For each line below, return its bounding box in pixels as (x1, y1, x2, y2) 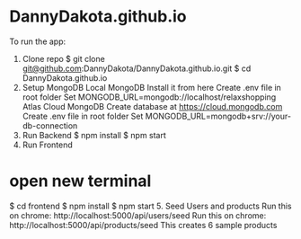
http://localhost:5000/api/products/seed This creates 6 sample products (9, 219, 278, 230)
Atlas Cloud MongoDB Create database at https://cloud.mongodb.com (22, 101, 283, 111)
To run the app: (9, 36, 66, 47)
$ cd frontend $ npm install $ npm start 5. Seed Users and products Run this (9, 200, 292, 211)
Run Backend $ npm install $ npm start (22, 129, 166, 140)
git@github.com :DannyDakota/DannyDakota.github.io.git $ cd (22, 63, 252, 74)
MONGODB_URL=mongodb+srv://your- (145, 111, 292, 121)
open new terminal (9, 171, 152, 191)
